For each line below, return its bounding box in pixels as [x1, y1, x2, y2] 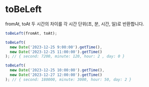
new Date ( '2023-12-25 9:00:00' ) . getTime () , [10, 44, 102, 50]
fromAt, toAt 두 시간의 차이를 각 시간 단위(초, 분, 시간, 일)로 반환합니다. [5, 21, 144, 27]
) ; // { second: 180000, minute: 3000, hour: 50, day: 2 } [5, 77, 132, 82]
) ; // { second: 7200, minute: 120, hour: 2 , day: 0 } [5, 54, 125, 59]
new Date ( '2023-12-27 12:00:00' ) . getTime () [10, 72, 102, 77]
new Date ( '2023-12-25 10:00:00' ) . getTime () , [10, 68, 105, 73]
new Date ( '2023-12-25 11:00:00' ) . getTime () [10, 49, 102, 54]
